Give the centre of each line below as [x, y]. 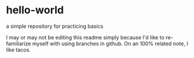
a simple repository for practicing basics [55, 26]
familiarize [18, 43]
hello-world [35, 10]
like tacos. [18, 49]
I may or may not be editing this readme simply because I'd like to [85, 37]
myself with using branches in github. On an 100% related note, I [110, 43]
